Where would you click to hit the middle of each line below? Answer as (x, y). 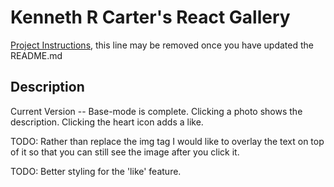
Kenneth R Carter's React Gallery (150, 17)
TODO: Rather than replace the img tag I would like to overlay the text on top (167, 141)
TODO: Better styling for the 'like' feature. (96, 171)
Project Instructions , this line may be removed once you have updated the (162, 45)
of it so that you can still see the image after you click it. (125, 152)
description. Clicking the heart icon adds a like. (107, 122)
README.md (36, 55)
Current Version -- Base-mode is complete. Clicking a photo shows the (156, 111)
